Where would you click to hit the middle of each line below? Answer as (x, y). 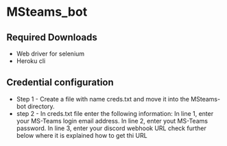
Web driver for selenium (50, 53)
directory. (41, 106)
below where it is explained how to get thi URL (82, 135)
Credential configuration (60, 83)
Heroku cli (31, 61)
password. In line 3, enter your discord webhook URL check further (111, 128)
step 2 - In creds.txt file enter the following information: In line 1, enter (115, 113)
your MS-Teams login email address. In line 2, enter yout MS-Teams (112, 121)
